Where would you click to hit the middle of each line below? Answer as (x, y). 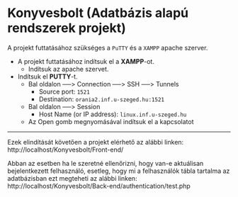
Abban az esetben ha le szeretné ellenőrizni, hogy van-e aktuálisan (106, 163)
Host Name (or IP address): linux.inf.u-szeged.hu (113, 114)
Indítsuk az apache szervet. (68, 69)
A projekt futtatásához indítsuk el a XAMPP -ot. (86, 61)
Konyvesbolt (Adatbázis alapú (98, 13)
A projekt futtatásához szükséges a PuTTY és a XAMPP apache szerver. (108, 47)
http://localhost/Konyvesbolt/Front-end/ (66, 150)
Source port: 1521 (64, 91)
